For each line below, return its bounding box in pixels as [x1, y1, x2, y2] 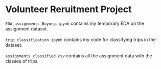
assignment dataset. [5, 25, 49, 31]
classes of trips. [5, 58, 39, 64]
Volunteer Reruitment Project [5, 4, 132, 15]
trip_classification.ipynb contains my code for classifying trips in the [5, 37, 156, 43]
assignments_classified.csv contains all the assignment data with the [5, 52, 152, 59]
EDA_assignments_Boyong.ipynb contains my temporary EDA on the [5, 20, 144, 26]
